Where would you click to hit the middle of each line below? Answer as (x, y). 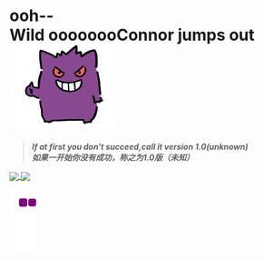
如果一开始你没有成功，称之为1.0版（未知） (113, 157)
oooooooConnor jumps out (152, 35)
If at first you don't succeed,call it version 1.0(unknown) (140, 146)
